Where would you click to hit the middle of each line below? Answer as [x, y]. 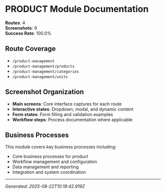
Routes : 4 [15, 23]
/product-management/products [43, 66]
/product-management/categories [45, 72]
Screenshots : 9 [21, 28]
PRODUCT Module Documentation [77, 9]
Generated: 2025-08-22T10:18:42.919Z [45, 187]
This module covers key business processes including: [61, 147]
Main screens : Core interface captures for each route [67, 104]
